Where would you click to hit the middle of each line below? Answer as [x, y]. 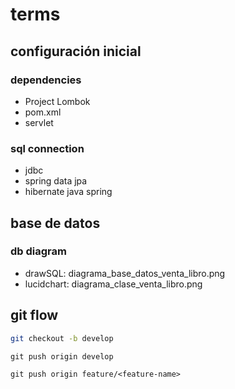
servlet [39, 122]
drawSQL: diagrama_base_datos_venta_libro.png [125, 273]
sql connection [47, 148]
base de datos [55, 223]
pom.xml [43, 112]
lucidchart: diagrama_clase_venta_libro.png [113, 284]
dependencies [46, 80]
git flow [34, 315]
